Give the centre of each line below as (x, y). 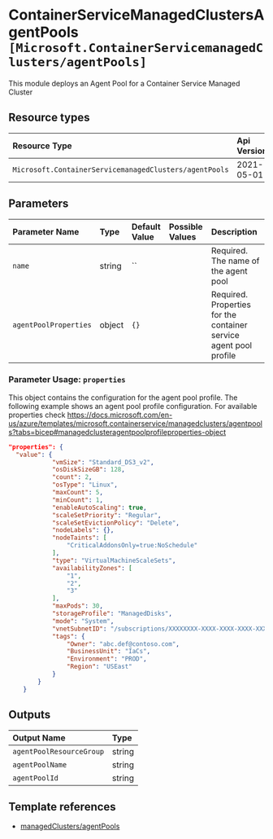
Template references (62, 807)
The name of (235, 261)
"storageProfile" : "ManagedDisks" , (112, 614)
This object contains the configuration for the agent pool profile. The (123, 398)
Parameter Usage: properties (67, 380)
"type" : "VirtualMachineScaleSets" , (114, 560)
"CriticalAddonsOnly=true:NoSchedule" (132, 546)
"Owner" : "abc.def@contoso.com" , (123, 644)
